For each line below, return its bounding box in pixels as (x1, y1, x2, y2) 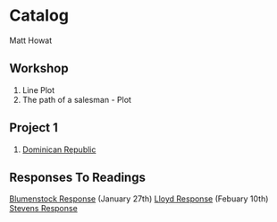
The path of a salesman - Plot (21, 94, 132, 105)
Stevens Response (9, 203, 78, 214)
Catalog (9, 5, 70, 26)
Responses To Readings (9, 169, 146, 184)
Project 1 (9, 120, 58, 135)
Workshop (9, 61, 69, 76)
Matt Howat (9, 35, 53, 46)
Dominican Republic (21, 144, 97, 155)
